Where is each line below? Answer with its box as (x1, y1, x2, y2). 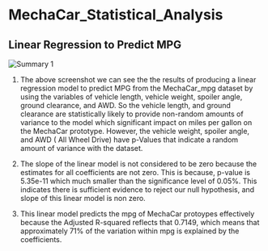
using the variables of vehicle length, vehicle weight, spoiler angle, (19, 92, 243, 102)
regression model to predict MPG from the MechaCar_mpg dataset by (19, 83, 253, 93)
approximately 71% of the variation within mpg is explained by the (19, 226, 240, 236)
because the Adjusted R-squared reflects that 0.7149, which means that (19, 218, 260, 227)
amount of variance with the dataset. (19, 144, 143, 153)
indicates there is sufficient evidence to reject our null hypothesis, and (19, 185, 255, 195)
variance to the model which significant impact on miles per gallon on (19, 118, 253, 127)
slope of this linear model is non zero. (19, 194, 146, 203)
